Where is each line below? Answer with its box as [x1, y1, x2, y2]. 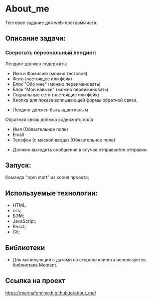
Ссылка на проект [5, 276, 66, 285]
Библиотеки [5, 243, 45, 252]
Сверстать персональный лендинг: [5, 49, 97, 56]
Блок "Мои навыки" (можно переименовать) [12, 86, 109, 92]
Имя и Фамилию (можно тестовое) [12, 70, 88, 76]
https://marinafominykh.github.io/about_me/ [5, 289, 96, 296]
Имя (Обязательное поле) [12, 126, 69, 132]
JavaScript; [12, 218, 37, 224]
